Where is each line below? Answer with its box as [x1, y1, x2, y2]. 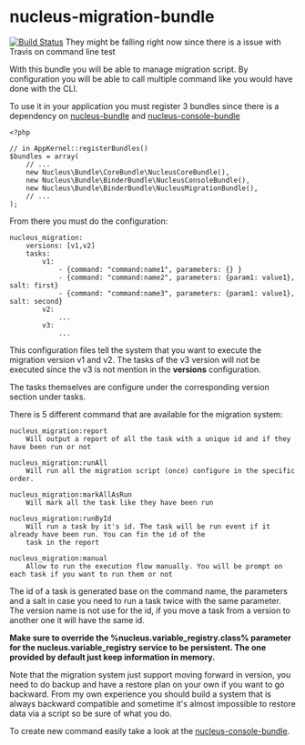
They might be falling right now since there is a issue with [65, 36, 281, 47]
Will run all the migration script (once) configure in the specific [25, 466, 296, 475]
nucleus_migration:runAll [9, 458, 107, 468]
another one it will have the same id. [9, 614, 146, 625]
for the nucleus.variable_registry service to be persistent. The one [9, 641, 267, 652]
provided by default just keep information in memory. [9, 651, 216, 662]
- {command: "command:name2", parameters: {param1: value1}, [57, 273, 296, 282]
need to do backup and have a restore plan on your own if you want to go [9, 679, 285, 690]
